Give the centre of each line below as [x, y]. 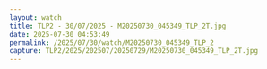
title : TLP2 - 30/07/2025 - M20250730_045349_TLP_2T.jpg [118, 26]
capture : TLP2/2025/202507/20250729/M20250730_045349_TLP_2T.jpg [133, 51]
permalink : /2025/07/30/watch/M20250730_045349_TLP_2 [112, 43]
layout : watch [36, 17]
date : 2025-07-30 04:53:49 [60, 34]
